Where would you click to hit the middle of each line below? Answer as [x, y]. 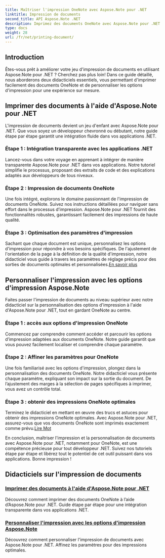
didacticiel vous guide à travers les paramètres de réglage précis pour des [81, 259]
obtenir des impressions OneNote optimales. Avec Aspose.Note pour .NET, [81, 418]
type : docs [16, 28]
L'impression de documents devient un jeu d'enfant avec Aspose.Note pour [82, 125]
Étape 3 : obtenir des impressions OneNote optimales [70, 402]
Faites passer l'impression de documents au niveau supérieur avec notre [79, 300]
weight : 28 [16, 33]
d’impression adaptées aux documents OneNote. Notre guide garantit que [80, 339]
